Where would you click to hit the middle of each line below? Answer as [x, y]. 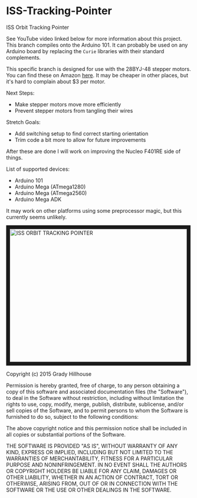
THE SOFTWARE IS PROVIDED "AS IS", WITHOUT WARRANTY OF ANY [92, 446]
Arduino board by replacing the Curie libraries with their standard [85, 51]
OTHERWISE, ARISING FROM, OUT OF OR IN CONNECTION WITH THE [92, 483]
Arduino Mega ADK [38, 199]
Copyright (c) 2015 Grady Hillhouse [49, 374]
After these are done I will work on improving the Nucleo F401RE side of [93, 151]
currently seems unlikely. [36, 217]
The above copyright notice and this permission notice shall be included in [96, 428]
